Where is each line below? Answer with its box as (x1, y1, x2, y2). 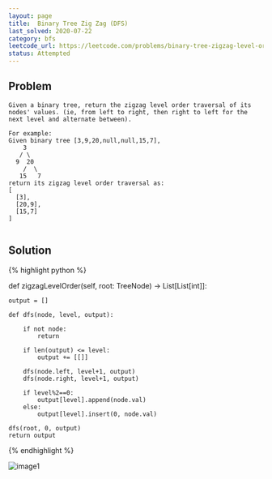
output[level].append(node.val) (37, 396, 147, 404)
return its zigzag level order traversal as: (8, 179, 164, 187)
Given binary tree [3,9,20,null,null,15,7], (8, 136, 161, 144)
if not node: (23, 325, 67, 333)
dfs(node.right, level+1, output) (23, 374, 139, 383)
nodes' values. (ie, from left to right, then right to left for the (8, 108, 249, 116)
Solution (8, 244, 52, 258)
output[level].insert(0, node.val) (37, 410, 158, 418)
